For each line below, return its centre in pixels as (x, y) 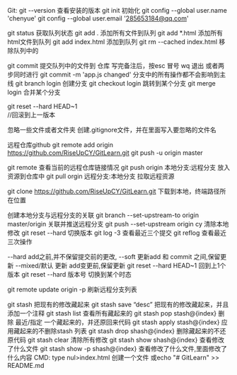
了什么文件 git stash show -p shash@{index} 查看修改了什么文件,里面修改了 (117, 348)
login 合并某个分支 (34, 92)
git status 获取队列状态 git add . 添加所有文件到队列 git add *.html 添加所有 (115, 33)
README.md (26, 365)
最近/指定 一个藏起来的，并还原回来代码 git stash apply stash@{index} (117, 322)
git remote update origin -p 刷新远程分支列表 (73, 289)
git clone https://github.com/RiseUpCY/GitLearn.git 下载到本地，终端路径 (114, 191)
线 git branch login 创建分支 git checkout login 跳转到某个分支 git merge (111, 83)
